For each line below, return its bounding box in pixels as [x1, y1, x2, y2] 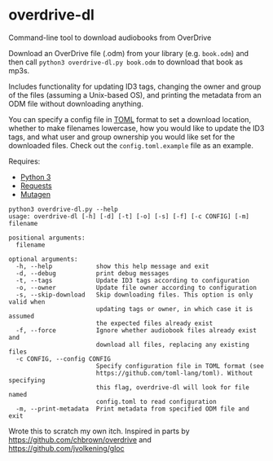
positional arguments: [8, 234, 86, 242]
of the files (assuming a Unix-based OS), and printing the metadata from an [8, 90, 262, 99]
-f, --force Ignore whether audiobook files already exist [15, 326, 257, 335]
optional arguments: [8, 255, 79, 263]
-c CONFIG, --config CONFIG [15, 354, 112, 363]
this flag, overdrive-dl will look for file [95, 383, 250, 392]
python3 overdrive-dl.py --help [8, 205, 118, 213]
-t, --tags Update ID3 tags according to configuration [15, 276, 250, 284]
